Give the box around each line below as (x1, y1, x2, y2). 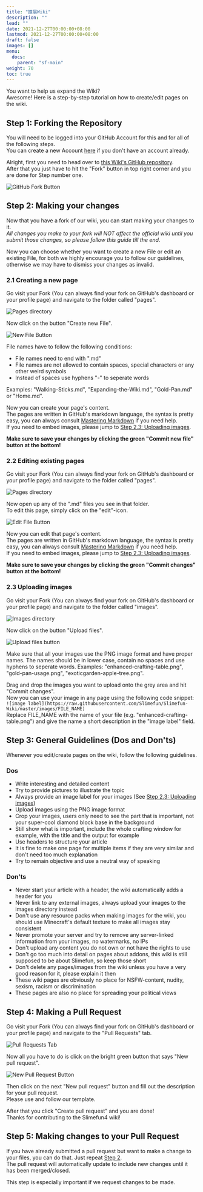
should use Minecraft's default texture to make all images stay (15, 919, 171, 926)
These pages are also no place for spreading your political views (15, 989, 177, 997)
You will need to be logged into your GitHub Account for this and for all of (6, 134, 190, 141)
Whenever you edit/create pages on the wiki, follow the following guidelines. (6, 751, 197, 758)
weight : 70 (6, 65, 34, 72)
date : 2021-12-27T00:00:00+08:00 (6, 25, 91, 32)
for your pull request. (6, 1089, 59, 1096)
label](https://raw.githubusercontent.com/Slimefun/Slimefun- (28, 701, 188, 707)
